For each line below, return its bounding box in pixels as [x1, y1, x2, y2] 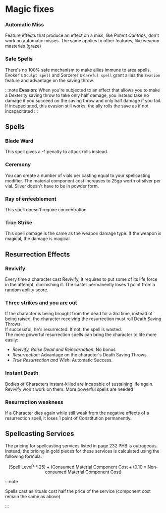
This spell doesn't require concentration [5, 207, 87, 213]
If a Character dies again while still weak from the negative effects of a [5, 410, 150, 416]
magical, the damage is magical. [5, 236, 71, 242]
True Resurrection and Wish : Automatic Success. [12, 357, 113, 363]
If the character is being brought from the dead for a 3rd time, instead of [5, 311, 153, 317]
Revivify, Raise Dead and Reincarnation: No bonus [12, 346, 116, 352]
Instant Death [5, 369, 39, 376]
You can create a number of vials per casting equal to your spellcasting [5, 172, 151, 178]
